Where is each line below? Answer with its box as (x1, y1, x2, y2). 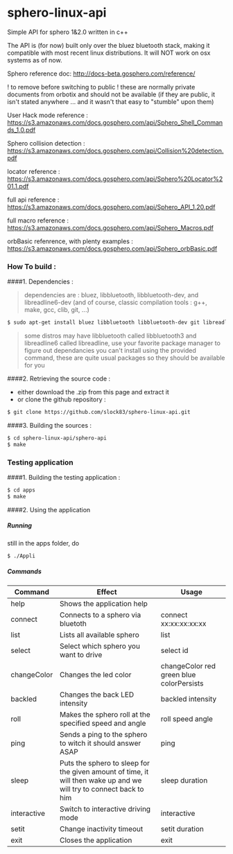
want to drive (59, 650, 103, 659)
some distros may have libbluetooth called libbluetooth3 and (24, 331, 197, 340)
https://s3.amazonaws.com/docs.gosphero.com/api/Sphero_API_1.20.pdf (7, 202, 216, 211)
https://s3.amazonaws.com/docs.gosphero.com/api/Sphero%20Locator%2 (7, 175, 223, 183)
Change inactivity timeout (59, 824, 144, 833)
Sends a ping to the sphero (59, 729, 148, 739)
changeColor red (160, 661, 216, 670)
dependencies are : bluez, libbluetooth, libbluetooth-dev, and (24, 291, 199, 299)
